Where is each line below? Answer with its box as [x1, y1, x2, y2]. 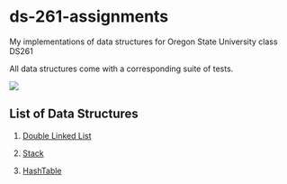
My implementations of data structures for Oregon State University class [9, 36, 278, 47]
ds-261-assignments [9, 6, 169, 27]
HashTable [22, 165, 62, 176]
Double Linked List [22, 130, 92, 141]
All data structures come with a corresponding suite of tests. [9, 63, 234, 74]
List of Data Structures [9, 106, 139, 122]
